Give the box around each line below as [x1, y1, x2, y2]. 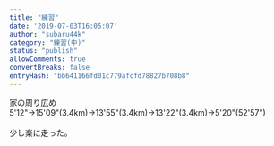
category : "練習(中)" [9, 38, 86, 47]
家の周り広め [9, 97, 56, 107]
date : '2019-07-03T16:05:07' [9, 21, 118, 30]
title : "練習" [9, 13, 60, 22]
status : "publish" [9, 47, 78, 56]
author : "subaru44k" [9, 30, 87, 39]
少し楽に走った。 [9, 127, 73, 138]
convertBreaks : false [9, 64, 90, 73]
